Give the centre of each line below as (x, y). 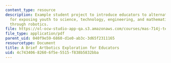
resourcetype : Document (31, 43)
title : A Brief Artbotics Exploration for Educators (62, 48)
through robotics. (30, 24)
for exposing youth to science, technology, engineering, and (77, 19)
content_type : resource (31, 10)
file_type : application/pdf (35, 34)
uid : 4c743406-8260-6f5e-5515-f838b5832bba (52, 52)
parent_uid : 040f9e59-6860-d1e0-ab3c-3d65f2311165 (60, 39)
